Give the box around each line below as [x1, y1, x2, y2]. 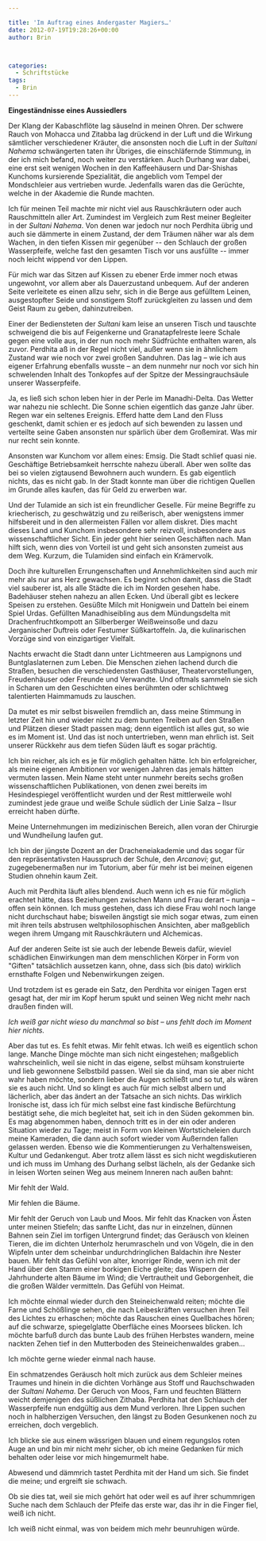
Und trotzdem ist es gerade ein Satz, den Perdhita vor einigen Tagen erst [8, 984, 247, 994]
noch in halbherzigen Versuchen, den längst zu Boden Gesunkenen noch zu [8, 1412, 257, 1421]
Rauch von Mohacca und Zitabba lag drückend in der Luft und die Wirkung [8, 129, 253, 139]
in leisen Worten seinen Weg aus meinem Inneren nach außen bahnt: [8, 1167, 233, 1176]
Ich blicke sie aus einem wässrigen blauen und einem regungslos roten [8, 1435, 241, 1445]
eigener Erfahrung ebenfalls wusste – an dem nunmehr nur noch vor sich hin [8, 361, 259, 370]
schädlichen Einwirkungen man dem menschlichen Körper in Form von [8, 952, 240, 962]
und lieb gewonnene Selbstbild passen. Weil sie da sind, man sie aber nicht [8, 1066, 254, 1076]
